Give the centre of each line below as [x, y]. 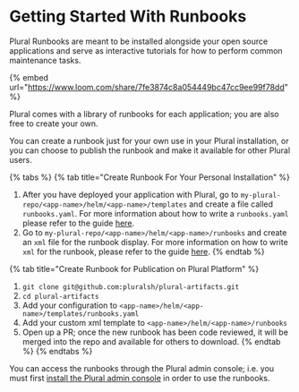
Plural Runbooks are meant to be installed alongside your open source [139, 41]
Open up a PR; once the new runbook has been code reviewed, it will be [155, 332]
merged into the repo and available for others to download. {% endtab [151, 341]
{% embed [29, 77]
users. [21, 159]
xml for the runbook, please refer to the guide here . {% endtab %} [144, 251]
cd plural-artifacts [60, 296]
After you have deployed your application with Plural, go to [130, 194]
